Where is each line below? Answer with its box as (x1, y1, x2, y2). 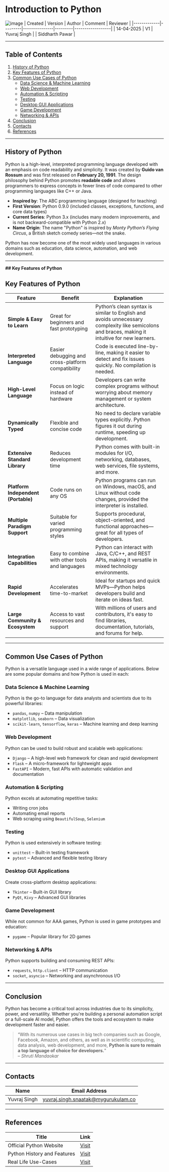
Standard (8, 456, 31, 463)
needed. (95, 368, 115, 375)
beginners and (50, 319, 84, 326)
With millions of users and (95, 604, 157, 612)
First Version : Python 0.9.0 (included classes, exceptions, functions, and (12, 203, 164, 209)
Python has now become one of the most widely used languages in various (5, 240, 161, 246)
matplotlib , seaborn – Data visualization (12, 716, 95, 722)
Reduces (50, 450, 71, 457)
